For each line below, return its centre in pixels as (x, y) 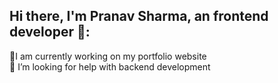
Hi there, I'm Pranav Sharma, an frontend (139, 16)
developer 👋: (50, 32)
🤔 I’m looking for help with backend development (110, 66)
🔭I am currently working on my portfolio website (108, 56)
